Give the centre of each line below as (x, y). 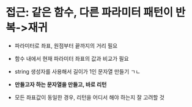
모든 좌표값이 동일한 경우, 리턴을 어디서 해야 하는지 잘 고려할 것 (89, 97)
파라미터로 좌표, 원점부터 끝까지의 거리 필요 (66, 46)
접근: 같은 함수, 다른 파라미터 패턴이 (90, 12)
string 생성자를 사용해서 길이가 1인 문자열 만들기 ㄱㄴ (78, 71)
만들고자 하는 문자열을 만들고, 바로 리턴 (61, 84)
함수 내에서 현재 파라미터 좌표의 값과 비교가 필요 (72, 58)
